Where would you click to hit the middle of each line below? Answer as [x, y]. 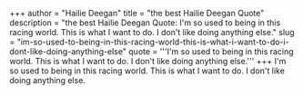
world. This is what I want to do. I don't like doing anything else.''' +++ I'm [148, 61]
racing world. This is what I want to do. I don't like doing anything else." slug [152, 32]
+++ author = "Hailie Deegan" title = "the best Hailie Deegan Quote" [137, 13]
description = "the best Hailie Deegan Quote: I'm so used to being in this [145, 23]
